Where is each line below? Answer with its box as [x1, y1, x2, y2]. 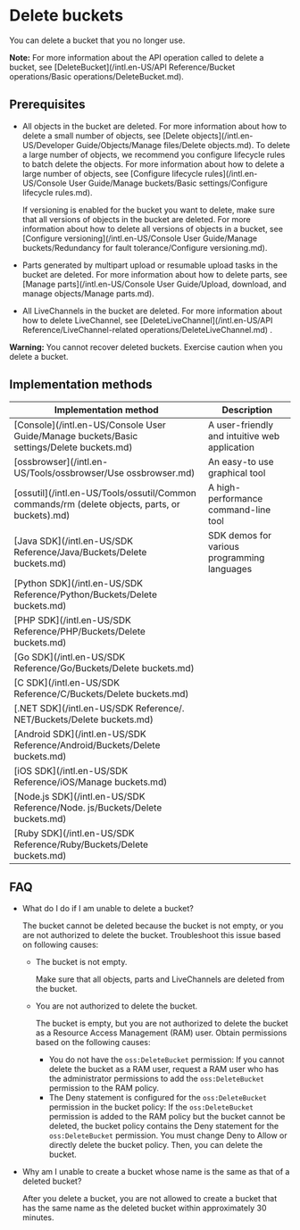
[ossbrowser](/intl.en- [13, 455, 109, 468]
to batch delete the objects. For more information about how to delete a [21, 158, 285, 170]
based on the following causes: [35, 1037, 151, 1048]
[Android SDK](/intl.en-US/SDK [13, 727, 147, 740]
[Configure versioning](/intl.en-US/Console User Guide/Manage [21, 233, 257, 244]
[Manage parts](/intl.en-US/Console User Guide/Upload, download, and [21, 278, 287, 289]
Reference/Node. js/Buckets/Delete [13, 801, 162, 813]
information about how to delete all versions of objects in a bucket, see [21, 223, 284, 234]
